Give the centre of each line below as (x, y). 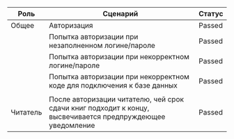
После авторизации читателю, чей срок (116, 99)
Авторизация (71, 25)
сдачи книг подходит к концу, (99, 108)
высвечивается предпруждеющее (107, 116)
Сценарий (120, 14)
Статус (211, 14)
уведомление (72, 125)
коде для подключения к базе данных (113, 85)
